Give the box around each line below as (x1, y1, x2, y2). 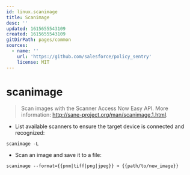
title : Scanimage (6, 14, 50, 20)
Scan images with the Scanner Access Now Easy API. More (20, 105, 168, 112)
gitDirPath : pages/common (6, 37, 71, 43)
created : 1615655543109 (6, 31, 66, 37)
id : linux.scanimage (6, 8, 58, 15)
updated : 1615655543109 (6, 25, 66, 32)
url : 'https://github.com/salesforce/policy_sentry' (17, 54, 152, 60)
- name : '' (11, 48, 39, 54)
